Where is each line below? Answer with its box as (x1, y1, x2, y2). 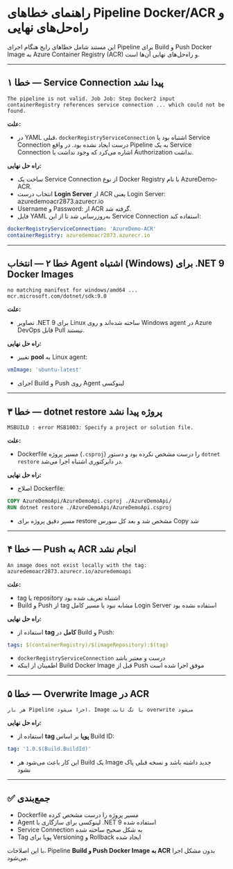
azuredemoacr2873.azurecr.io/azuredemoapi (7, 568, 132, 575)
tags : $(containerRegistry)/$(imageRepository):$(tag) (7, 641, 169, 648)
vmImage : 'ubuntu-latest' (7, 367, 82, 374)
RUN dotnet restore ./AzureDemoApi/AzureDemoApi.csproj (7, 504, 172, 511)
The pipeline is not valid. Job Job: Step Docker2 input (7, 95, 175, 102)
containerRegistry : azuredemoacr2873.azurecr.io (7, 232, 150, 239)
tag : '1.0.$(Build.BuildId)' (7, 746, 92, 753)
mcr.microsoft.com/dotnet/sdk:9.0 (7, 293, 107, 300)
